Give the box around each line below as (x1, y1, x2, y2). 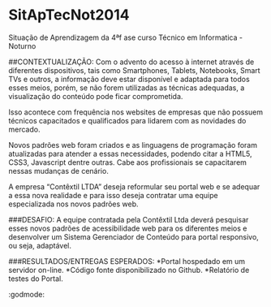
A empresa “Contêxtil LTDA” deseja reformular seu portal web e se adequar (8, 181, 260, 192)
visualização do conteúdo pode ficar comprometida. (8, 91, 183, 101)
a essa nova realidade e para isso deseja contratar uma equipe (8, 190, 218, 200)
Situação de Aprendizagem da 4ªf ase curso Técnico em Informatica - (8, 32, 243, 42)
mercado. (8, 124, 41, 134)
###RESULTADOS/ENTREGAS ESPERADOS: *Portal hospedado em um (8, 256, 246, 266)
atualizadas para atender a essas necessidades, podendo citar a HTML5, (8, 149, 253, 158)
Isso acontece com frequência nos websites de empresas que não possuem (8, 107, 264, 117)
